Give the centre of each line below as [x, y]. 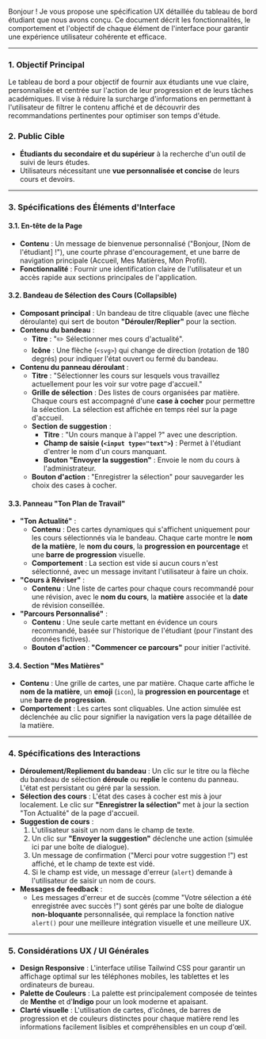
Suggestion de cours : [57, 822]
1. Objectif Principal [46, 64]
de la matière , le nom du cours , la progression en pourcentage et [140, 546]
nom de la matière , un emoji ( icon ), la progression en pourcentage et [134, 692]
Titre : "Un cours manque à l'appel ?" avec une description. [140, 434]
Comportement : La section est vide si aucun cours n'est [125, 564]
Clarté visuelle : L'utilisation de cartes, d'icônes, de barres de [120, 1010]
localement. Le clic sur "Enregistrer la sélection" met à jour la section [134, 804]
